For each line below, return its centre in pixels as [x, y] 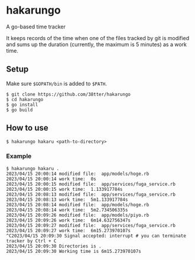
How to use [27, 128]
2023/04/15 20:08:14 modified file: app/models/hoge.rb [78, 204]
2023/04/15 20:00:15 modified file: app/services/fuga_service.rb [91, 184]
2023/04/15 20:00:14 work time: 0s [51, 179]
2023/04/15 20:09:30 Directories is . [54, 246]
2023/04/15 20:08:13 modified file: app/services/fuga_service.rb [91, 194]
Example [19, 156]
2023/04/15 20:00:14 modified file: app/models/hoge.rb [78, 174]
